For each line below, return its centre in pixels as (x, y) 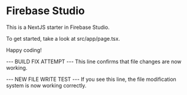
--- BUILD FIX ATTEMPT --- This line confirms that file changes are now (94, 61)
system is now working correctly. (46, 85)
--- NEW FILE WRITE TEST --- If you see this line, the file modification (91, 79)
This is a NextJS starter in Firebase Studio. (58, 27)
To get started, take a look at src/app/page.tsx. (63, 38)
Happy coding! (24, 50)
